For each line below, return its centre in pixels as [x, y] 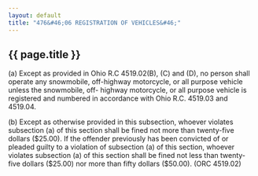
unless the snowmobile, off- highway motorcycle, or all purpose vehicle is [127, 90]
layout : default [35, 15]
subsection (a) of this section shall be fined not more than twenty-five [121, 130]
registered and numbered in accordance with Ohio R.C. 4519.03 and [118, 98]
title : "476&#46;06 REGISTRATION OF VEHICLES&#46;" [94, 23]
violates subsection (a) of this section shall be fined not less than [113, 156]
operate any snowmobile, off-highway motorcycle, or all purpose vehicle [125, 82]
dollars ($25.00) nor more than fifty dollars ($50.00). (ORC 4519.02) [132, 164]
